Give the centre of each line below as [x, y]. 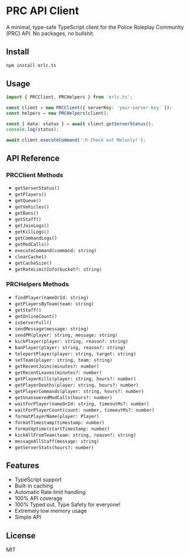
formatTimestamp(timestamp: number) [59, 422]
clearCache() [31, 257]
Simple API [28, 517]
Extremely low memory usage [51, 511]
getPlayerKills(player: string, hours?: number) [75, 379]
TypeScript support [38, 480]
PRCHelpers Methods [38, 285]
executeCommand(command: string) [56, 251]
